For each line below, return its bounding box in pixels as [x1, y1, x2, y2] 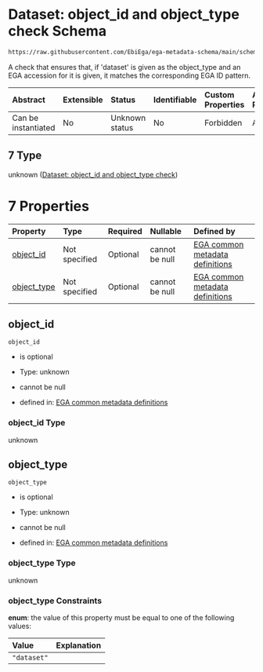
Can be [12, 112, 39, 123]
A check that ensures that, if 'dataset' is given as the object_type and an [8, 62, 241, 71]
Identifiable [153, 94, 197, 105]
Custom [204, 89, 235, 100]
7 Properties [8, 197, 90, 215]
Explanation [56, 640, 102, 651]
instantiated [12, 122, 56, 133]
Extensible [62, 94, 103, 105]
